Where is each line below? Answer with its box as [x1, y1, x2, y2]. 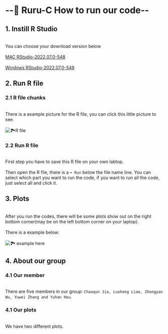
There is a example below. [5, 229, 59, 235]
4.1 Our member [5, 272, 45, 279]
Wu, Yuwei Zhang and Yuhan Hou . [5, 294, 72, 300]
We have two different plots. [5, 323, 64, 329]
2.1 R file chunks [5, 94, 46, 101]
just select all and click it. [5, 180, 57, 186]
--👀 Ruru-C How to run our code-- [5, 5, 149, 16]
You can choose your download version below [5, 43, 102, 49]
